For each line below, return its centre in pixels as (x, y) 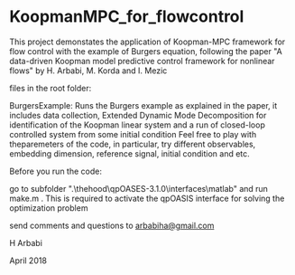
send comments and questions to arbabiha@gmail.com (112, 225)
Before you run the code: (55, 171)
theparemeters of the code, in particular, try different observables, (133, 144)
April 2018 (28, 261)
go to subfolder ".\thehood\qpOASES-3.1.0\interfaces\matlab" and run (139, 188)
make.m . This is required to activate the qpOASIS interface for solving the (147, 198)
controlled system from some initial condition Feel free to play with (133, 134)
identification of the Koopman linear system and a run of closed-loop (138, 125)
